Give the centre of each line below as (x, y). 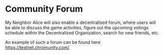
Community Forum (44, 9)
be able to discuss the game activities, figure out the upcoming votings (77, 27)
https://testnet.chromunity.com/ (37, 47)
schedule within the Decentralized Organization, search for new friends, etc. (82, 33)
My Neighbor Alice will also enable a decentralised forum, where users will (81, 22)
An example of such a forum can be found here (53, 42)
